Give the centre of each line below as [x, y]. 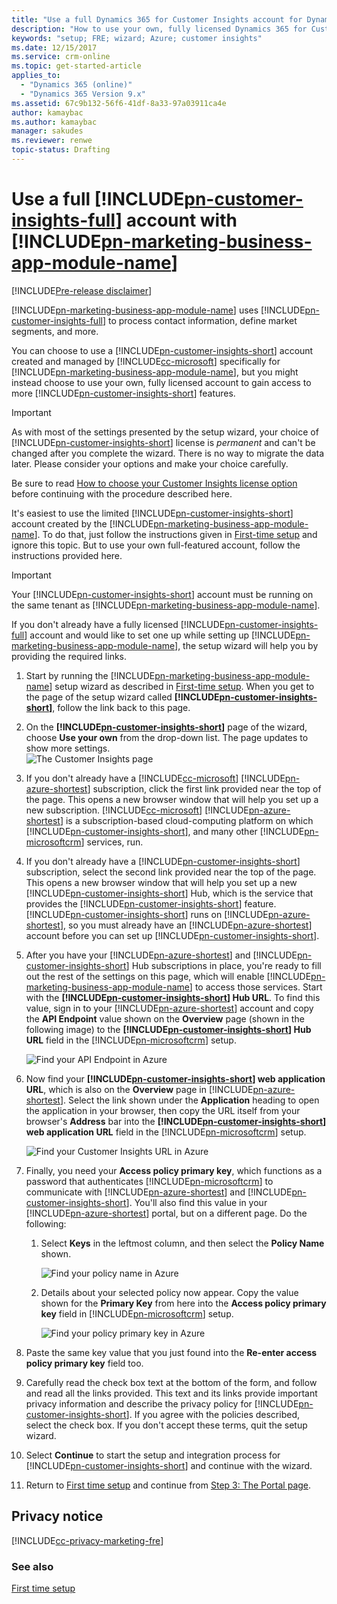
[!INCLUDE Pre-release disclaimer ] [82, 290]
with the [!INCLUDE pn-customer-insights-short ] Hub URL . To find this [173, 997]
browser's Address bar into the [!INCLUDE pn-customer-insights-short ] [176, 1121]
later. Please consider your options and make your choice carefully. [150, 463]
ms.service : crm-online [61, 57]
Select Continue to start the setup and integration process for [153, 1455]
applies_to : [36, 76]
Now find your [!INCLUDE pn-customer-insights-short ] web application [175, 1078]
